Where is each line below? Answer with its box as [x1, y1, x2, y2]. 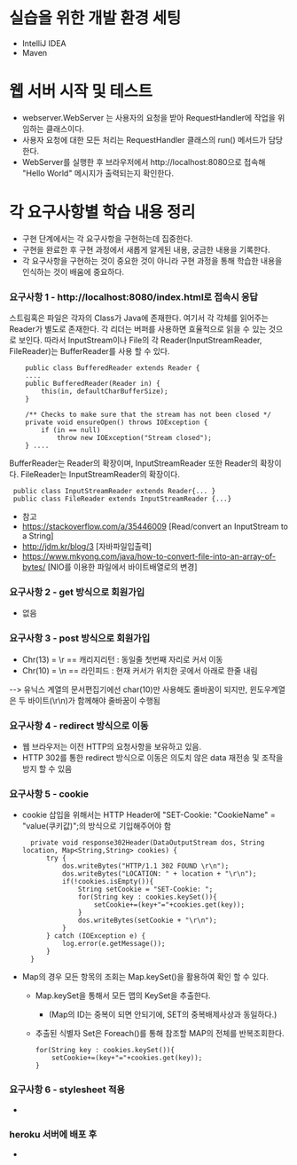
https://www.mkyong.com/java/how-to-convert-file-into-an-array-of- [21, 551, 277, 562]
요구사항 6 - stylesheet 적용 [9, 1083, 126, 1096]
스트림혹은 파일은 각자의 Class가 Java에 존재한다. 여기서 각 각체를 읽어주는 [9, 312, 269, 324]
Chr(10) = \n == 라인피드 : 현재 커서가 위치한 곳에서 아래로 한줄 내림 [21, 665, 259, 675]
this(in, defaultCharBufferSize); [41, 387, 168, 396]
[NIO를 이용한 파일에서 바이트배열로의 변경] [47, 562, 198, 572]
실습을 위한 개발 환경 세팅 [9, 8, 182, 28]
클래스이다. [45, 123, 84, 134]
